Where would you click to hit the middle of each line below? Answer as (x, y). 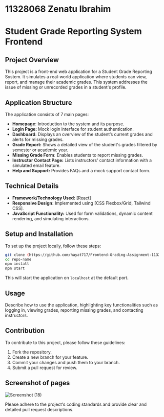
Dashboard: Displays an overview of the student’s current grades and (82, 134)
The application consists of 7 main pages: (47, 114)
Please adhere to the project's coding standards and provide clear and (76, 404)
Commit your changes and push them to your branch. (66, 362)
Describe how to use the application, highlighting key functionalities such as (82, 305)
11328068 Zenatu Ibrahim (58, 9)
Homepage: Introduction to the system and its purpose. (68, 124)
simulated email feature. (36, 165)
